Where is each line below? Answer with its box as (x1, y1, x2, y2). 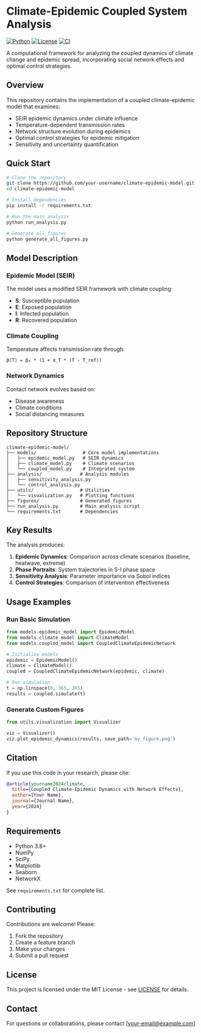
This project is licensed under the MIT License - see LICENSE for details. (6, 986, 189, 993)
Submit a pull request (15, 952, 69, 959)
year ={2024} (12, 804, 43, 810)
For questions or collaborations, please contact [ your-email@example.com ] (6, 1020, 196, 1027)
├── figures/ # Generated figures (6, 498, 132, 504)
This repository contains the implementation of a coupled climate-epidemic (6, 96, 195, 103)
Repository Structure (6, 428, 88, 438)
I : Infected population (15, 310, 69, 317)
